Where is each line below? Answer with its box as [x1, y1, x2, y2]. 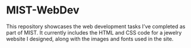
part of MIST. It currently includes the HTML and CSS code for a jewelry [6, 29, 182, 36]
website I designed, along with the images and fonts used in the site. [6, 35, 174, 42]
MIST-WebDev [6, 4, 79, 17]
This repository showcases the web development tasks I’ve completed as [6, 23, 186, 30]
